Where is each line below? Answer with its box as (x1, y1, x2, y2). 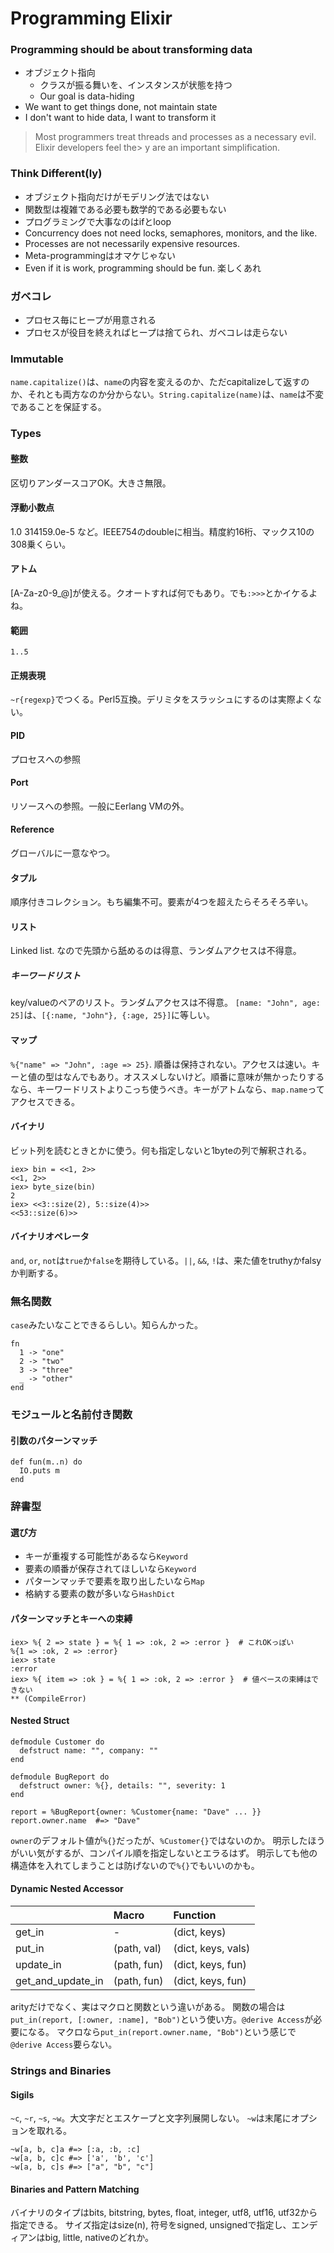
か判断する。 (10, 1267, 63, 1279)
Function (173, 1908, 217, 1922)
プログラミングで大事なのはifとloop (24, 215, 172, 227)
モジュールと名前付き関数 (10, 1408, 133, 1422)
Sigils (10, 2088, 35, 2101)
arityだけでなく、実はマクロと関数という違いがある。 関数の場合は (10, 2001, 286, 2013)
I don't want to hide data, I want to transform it (24, 112, 217, 124)
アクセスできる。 (10, 1095, 81, 1107)
